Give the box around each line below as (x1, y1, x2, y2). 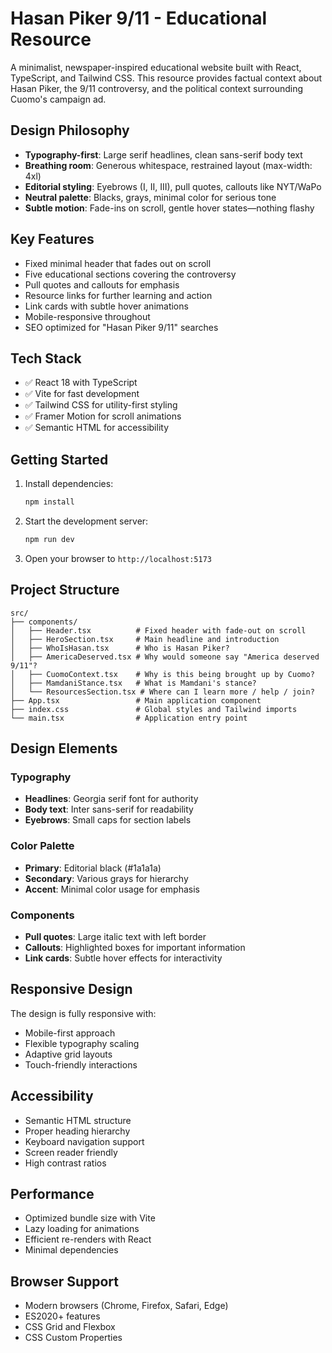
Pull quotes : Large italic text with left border (24, 931, 207, 943)
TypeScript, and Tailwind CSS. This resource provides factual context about (10, 72, 323, 84)
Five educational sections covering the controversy (24, 268, 237, 280)
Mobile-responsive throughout (24, 310, 151, 322)
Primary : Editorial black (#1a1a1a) (24, 862, 162, 874)
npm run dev (24, 535, 75, 545)
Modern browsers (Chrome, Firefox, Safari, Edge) (24, 1300, 229, 1312)
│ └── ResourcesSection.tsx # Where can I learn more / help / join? (10, 687, 315, 697)
